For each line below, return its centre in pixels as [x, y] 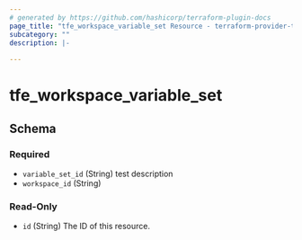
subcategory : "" [40, 34]
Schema [33, 128]
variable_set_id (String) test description [98, 173]
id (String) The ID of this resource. [86, 227]
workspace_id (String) [62, 183]
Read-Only [34, 206]
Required [30, 154]
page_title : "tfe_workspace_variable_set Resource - [110, 26]
